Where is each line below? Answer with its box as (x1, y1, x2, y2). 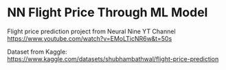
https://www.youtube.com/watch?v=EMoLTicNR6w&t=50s (7, 34, 172, 42)
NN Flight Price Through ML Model (7, 5, 208, 20)
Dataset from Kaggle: (7, 48, 67, 56)
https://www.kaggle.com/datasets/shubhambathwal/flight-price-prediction (7, 54, 219, 63)
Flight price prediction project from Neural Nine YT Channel (7, 27, 177, 35)
